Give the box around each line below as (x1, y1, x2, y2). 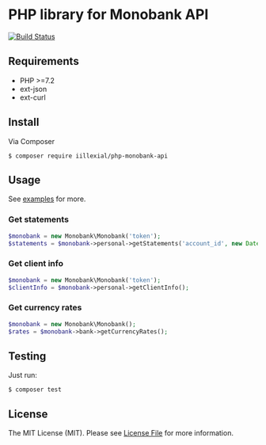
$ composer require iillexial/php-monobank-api (8, 152, 169, 160)
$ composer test (8, 386, 62, 394)
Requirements (8, 55, 79, 68)
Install (8, 116, 40, 129)
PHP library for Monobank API (8, 6, 209, 24)
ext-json (19, 84, 47, 93)
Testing (8, 349, 47, 363)
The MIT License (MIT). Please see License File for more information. (8, 428, 234, 438)
